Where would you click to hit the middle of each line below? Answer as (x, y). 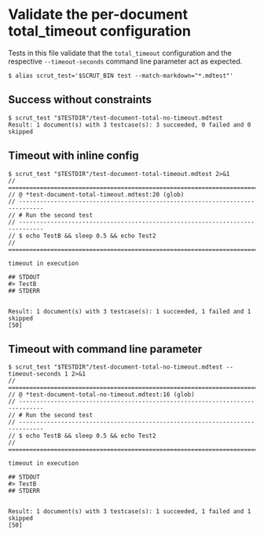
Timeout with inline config (73, 156)
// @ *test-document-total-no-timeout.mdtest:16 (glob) (101, 395)
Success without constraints (80, 100)
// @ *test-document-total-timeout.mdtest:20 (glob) (96, 194)
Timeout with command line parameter (105, 349)
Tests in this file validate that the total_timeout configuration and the (120, 53)
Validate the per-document (98, 15)
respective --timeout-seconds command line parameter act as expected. (125, 61)
